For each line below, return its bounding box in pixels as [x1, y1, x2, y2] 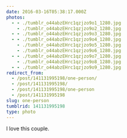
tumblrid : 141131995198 [6, 103, 66, 109]
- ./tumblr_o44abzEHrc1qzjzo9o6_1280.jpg [17, 48, 121, 54]
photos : [6, 14, 26, 20]
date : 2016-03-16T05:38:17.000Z [6, 8, 86, 15]
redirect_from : [6, 70, 44, 76]
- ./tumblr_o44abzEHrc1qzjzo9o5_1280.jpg [17, 42, 121, 48]
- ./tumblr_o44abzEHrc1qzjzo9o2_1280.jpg [17, 25, 121, 32]
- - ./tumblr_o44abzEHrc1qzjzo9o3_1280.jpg [11, 31, 121, 37]
